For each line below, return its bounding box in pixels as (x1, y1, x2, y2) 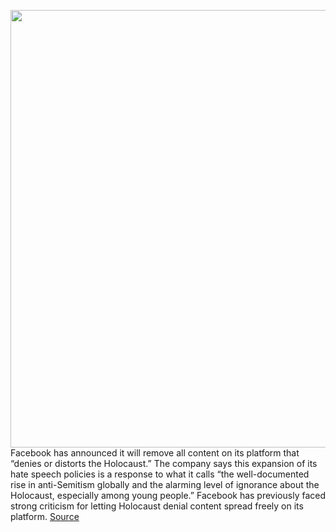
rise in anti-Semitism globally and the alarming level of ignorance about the (10, 479, 320, 490)
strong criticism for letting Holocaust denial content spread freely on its (10, 500, 304, 512)
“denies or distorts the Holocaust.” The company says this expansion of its (10, 458, 318, 469)
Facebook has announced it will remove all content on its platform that (10, 447, 300, 459)
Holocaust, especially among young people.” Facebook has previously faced (10, 490, 326, 501)
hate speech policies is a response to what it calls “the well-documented (10, 468, 310, 480)
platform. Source (10, 511, 80, 522)
